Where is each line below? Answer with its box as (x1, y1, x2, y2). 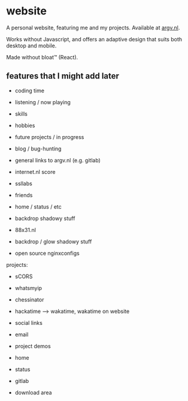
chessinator (14, 296, 44, 303)
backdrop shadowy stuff (14, 215, 75, 222)
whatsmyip (14, 284, 43, 291)
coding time (14, 87, 45, 94)
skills (14, 110, 28, 117)
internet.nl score (14, 168, 56, 175)
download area (14, 388, 52, 396)
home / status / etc (14, 203, 62, 210)
